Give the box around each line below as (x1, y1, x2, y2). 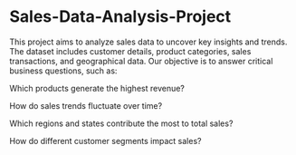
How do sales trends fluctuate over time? (9, 100, 163, 111)
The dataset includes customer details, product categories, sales (9, 45, 252, 56)
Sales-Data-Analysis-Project (9, 6, 232, 27)
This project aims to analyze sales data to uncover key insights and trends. (9, 36, 288, 47)
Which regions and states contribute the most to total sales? (9, 118, 234, 129)
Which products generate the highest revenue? (9, 82, 186, 93)
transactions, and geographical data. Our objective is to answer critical (9, 55, 273, 66)
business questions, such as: (9, 65, 118, 76)
